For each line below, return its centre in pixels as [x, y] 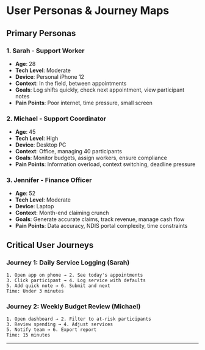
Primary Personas [41, 33]
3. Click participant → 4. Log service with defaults [76, 281]
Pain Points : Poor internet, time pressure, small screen [84, 103]
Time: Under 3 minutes [35, 291]
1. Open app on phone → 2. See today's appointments [75, 275]
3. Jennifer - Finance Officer [49, 180]
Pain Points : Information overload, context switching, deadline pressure [105, 164]
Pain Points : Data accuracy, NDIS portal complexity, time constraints [101, 226]
